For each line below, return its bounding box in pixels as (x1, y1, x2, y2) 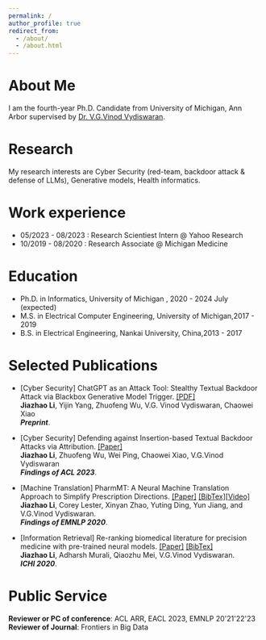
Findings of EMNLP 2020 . (19, 517, 108, 527)
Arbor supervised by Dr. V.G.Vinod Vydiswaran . (8, 112, 165, 122)
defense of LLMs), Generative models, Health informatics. (8, 175, 201, 185)
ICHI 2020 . (19, 558, 58, 568)
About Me (8, 77, 76, 95)
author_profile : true (8, 19, 81, 27)
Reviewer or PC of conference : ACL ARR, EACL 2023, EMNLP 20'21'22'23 (8, 613, 256, 623)
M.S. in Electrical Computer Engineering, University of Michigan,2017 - (19, 311, 256, 320)
